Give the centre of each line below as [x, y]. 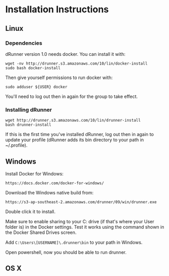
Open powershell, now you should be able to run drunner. [66, 252]
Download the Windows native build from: [49, 192]
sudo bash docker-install [33, 68]
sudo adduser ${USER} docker [36, 87]
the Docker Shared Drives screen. [41, 232]
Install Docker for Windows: [35, 173]
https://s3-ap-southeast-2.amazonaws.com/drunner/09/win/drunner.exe [81, 202]
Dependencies [24, 43]
